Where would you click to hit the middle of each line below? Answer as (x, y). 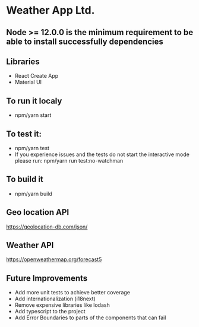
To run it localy (34, 101)
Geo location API (38, 212)
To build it (25, 180)
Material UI (28, 82)
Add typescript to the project (50, 312)
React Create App (37, 76)
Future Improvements (47, 278)
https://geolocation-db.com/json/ (47, 227)
